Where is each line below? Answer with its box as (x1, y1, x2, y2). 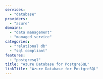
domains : (5, 26, 23, 30)
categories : (5, 39, 30, 44)
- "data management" (9, 30, 52, 35)
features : (5, 53, 26, 58)
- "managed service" (9, 35, 52, 40)
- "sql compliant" (9, 48, 48, 53)
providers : (5, 16, 28, 21)
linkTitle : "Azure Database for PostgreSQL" (5, 67, 99, 72)
